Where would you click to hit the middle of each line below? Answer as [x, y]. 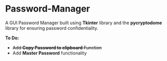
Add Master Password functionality [50, 53]
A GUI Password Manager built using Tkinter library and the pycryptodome [84, 23]
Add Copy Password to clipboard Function [57, 47]
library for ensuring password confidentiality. [52, 28]
